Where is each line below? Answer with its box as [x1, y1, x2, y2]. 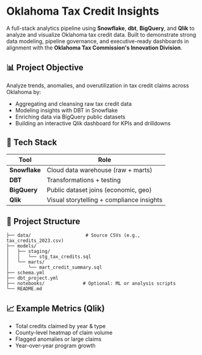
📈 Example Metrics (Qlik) [6, 303, 105, 313]
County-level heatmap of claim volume [15, 329, 113, 337]
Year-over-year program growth [15, 342, 96, 350]
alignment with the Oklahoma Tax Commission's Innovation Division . [6, 44, 182, 51]
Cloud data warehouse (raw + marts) [46, 166, 153, 174]
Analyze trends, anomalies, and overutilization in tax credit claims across [6, 81, 189, 89]
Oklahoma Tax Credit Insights [6, 4, 160, 18]
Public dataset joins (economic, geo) [46, 185, 152, 194]
